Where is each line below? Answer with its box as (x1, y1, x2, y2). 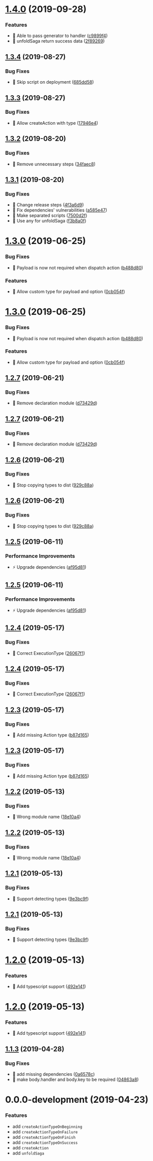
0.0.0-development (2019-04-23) (5, 1094, 148, 1105)
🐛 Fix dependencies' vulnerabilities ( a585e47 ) (12, 207, 107, 213)
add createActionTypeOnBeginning (12, 1123, 82, 1129)
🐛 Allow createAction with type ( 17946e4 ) (12, 120, 98, 126)
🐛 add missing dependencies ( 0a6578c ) (12, 1071, 95, 1077)
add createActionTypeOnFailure (12, 1128, 78, 1134)
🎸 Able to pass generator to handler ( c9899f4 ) (12, 33, 108, 39)
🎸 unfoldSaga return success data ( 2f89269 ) (12, 38, 105, 44)
